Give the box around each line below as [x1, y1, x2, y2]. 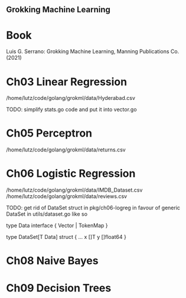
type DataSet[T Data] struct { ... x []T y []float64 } [6, 234, 127, 241]
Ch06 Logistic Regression [6, 167, 136, 180]
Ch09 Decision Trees [6, 281, 112, 294]
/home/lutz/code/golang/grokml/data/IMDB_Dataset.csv [6, 186, 143, 194]
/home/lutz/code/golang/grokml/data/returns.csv [6, 146, 126, 153]
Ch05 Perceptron [6, 127, 93, 140]
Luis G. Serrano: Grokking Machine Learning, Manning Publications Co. [6, 48, 180, 55]
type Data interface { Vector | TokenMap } [6, 222, 108, 229]
